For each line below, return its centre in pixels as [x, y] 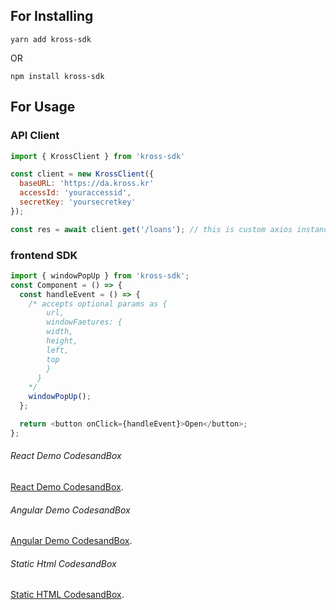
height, [62, 341]
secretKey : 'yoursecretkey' [78, 202]
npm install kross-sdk [57, 76]
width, [60, 332]
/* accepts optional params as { [98, 304]
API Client [35, 136]
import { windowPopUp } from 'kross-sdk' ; [100, 275]
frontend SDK [44, 255]
